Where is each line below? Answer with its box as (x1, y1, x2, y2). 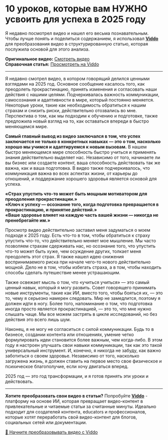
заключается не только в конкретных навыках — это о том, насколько (5, 138, 161, 144)
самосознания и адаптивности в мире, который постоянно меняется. (5, 97, 154, 103)
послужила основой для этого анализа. (5, 46, 90, 52)
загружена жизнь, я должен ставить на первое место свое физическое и (5, 358, 162, 364)
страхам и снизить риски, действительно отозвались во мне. (5, 107, 137, 113)
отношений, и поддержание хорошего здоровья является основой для (5, 176, 157, 182)
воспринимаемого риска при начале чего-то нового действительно (5, 259, 151, 265)
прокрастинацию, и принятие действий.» (5, 206, 97, 213)
